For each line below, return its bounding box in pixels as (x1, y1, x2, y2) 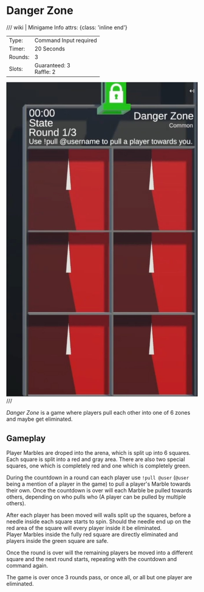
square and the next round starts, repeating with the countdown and (6, 556, 177, 563)
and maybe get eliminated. (6, 415, 73, 423)
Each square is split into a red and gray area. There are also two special (6, 456, 185, 463)
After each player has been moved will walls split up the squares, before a (6, 511, 191, 519)
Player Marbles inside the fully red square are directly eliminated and (6, 531, 178, 538)
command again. (6, 562, 49, 570)
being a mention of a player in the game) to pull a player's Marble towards (6, 480, 191, 488)
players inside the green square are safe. (6, 537, 109, 545)
